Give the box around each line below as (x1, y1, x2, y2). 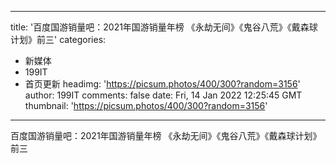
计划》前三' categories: (10, 34, 107, 45)
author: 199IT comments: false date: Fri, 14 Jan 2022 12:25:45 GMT (24, 89, 303, 101)
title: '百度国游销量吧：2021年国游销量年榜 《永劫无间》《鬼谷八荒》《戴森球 (10, 21, 318, 33)
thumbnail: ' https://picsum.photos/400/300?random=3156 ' (24, 100, 268, 111)
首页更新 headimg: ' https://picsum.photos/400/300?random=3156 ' (24, 78, 301, 90)
